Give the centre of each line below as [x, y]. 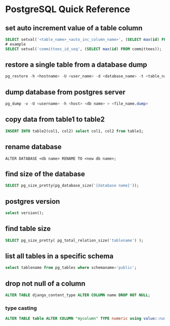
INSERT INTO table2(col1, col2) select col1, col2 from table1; [74, 131]
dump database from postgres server [65, 92]
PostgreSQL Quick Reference [68, 9]
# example [16, 44]
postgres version [33, 201]
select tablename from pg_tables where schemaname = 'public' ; [71, 268]
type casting [21, 308]
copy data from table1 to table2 [55, 120]
